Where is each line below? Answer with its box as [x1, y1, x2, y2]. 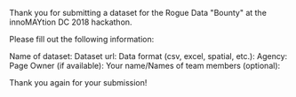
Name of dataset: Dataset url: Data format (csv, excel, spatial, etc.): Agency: [9, 51, 288, 61]
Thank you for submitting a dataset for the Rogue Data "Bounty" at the [9, 8, 267, 18]
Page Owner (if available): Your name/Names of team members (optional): [9, 61, 281, 71]
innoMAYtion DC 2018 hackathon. [9, 17, 132, 27]
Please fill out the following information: [9, 34, 155, 44]
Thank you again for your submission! [9, 78, 148, 87]
